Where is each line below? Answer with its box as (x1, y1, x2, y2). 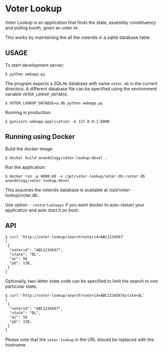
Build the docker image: (5, 145, 54, 152)
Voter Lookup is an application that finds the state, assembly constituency (5, 19, 156, 25)
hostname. (5, 342, 27, 348)
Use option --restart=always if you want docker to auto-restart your (5, 202, 145, 208)
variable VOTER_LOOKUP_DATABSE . (5, 91, 68, 97)
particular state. (5, 283, 38, 289)
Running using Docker (5, 132, 75, 141)
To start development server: (5, 62, 64, 68)
